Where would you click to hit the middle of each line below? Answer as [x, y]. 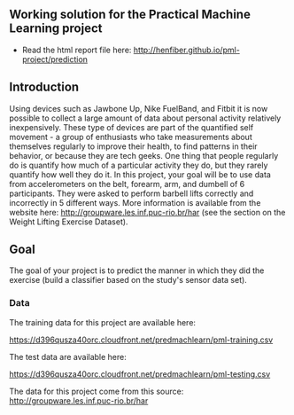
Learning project [56, 29]
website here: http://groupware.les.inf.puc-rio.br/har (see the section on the [147, 212]
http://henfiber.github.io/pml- [187, 50]
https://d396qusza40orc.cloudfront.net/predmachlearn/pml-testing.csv [140, 374]
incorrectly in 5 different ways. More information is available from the [135, 202]
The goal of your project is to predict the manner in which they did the [137, 270]
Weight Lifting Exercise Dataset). [69, 222]
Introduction [44, 87]
